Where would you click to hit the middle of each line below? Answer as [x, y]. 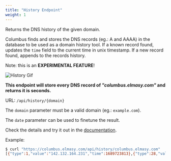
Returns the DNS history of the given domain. [53, 29]
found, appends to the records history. [46, 55]
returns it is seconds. [28, 90]
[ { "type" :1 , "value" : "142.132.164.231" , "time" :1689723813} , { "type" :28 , [82, 154]
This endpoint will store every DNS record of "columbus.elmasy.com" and [85, 85]
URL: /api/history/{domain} [35, 100]
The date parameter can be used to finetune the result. [63, 120]
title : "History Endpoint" [34, 10]
